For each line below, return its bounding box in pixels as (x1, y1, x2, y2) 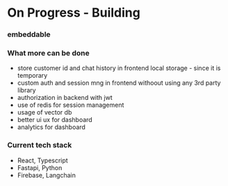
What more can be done (7, 49, 90, 58)
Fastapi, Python (17, 163, 63, 171)
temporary (17, 71, 48, 80)
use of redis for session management (17, 101, 124, 109)
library (17, 86, 36, 94)
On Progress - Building (7, 5, 140, 21)
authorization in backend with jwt (17, 94, 113, 102)
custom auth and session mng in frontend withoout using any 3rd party (17, 78, 221, 87)
